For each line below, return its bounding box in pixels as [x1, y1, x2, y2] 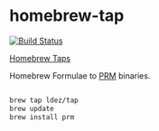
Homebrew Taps [9, 52, 70, 63]
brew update [9, 104, 54, 113]
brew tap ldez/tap [9, 96, 79, 105]
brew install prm [9, 112, 75, 122]
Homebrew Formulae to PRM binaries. [9, 70, 151, 81]
